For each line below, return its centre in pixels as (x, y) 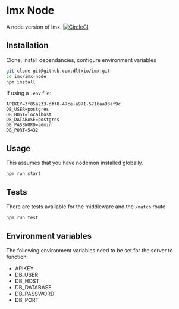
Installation (27, 46)
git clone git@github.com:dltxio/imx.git (58, 71)
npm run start (24, 174)
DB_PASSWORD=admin (29, 125)
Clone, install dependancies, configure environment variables (81, 60)
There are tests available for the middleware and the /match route (86, 207)
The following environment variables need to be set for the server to (90, 250)
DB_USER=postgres (28, 110)
